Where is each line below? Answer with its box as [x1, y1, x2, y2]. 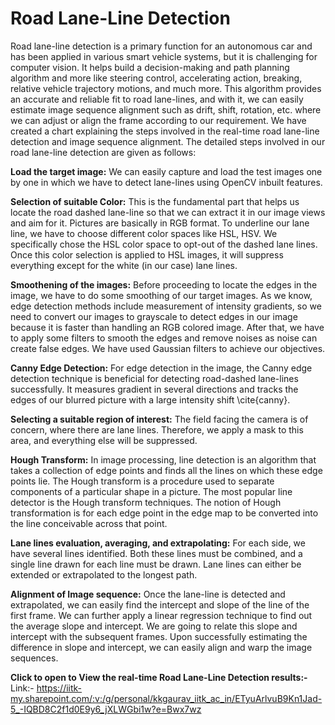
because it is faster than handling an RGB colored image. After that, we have [10, 321, 325, 333]
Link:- [10, 682, 35, 694]
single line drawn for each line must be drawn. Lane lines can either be [10, 558, 302, 570]
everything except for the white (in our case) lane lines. [10, 259, 238, 271]
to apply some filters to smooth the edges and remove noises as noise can [10, 332, 318, 344]
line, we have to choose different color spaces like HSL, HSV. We [10, 227, 278, 239]
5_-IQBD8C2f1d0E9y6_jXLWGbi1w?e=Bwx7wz [10, 703, 202, 715]
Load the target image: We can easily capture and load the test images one [10, 165, 323, 177]
